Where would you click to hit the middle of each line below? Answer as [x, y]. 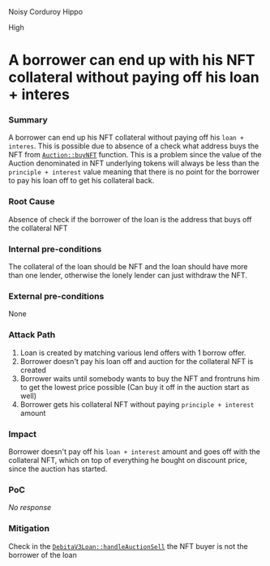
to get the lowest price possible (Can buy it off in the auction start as [135, 387]
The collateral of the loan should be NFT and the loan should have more [129, 267]
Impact [23, 434]
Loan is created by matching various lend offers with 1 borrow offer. [133, 353]
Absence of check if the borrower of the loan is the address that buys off [130, 219]
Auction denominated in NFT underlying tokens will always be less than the [134, 163]
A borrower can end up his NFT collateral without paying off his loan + [126, 138]
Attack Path [32, 335]
